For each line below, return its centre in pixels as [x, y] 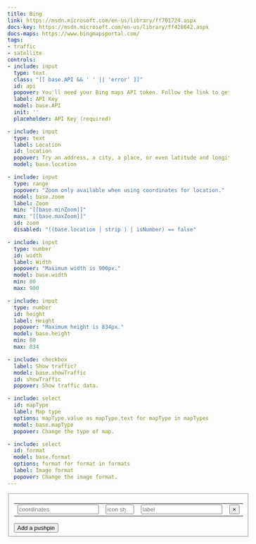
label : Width [33, 262]
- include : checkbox [38, 359]
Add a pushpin [36, 527]
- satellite [25, 54]
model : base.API [37, 106]
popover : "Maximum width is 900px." [67, 269]
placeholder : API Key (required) [63, 119]
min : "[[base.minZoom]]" [50, 210]
